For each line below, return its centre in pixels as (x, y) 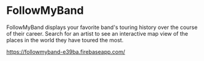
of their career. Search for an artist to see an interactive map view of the (97, 33)
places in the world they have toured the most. (65, 40)
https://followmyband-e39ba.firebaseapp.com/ (66, 51)
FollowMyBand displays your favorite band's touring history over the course (102, 27)
